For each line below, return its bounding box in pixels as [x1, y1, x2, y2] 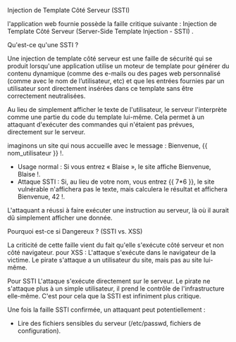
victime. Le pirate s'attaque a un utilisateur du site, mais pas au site [7, 256, 202, 264]
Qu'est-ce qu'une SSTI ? [7, 41, 79, 49]
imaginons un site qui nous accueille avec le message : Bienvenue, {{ [7, 141, 208, 150]
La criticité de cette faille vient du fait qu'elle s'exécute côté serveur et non [7, 241, 224, 249]
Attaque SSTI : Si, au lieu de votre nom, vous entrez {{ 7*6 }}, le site [17, 177, 215, 186]
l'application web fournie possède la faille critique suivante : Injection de [7, 20, 217, 27]
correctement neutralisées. [7, 91, 86, 100]
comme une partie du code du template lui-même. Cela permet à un [7, 113, 205, 121]
